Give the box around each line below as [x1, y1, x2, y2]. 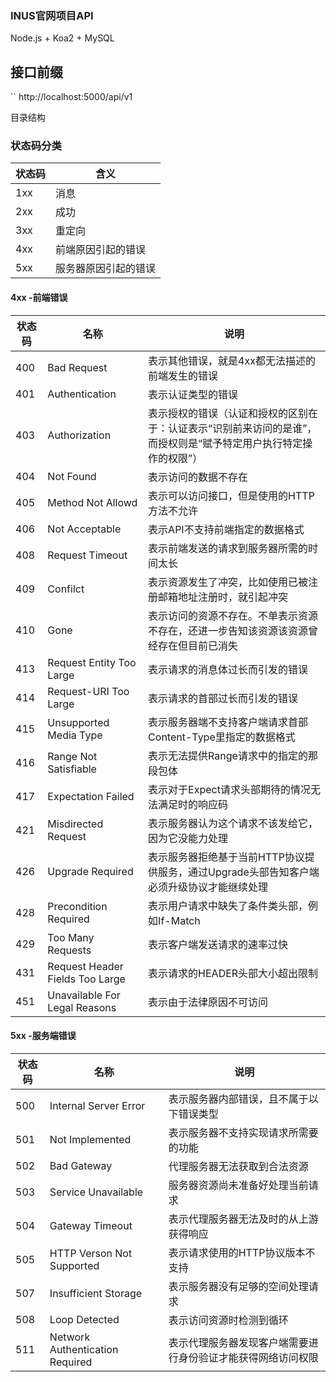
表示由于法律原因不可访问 [148, 995, 269, 1009]
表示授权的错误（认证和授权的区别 [148, 406, 309, 420]
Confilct [47, 582, 85, 596]
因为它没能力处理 [148, 831, 229, 845]
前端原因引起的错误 [55, 243, 147, 257]
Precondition [47, 899, 108, 913]
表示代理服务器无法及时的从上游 [168, 1212, 319, 1226]
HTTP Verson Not [49, 1246, 133, 1260]
